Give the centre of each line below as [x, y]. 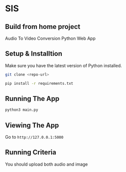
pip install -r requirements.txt [39, 83]
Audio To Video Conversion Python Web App [50, 38]
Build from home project [43, 27]
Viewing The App [32, 125]
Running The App [32, 98]
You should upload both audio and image [47, 164]
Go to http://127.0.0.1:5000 [34, 137]
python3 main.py [22, 110]
